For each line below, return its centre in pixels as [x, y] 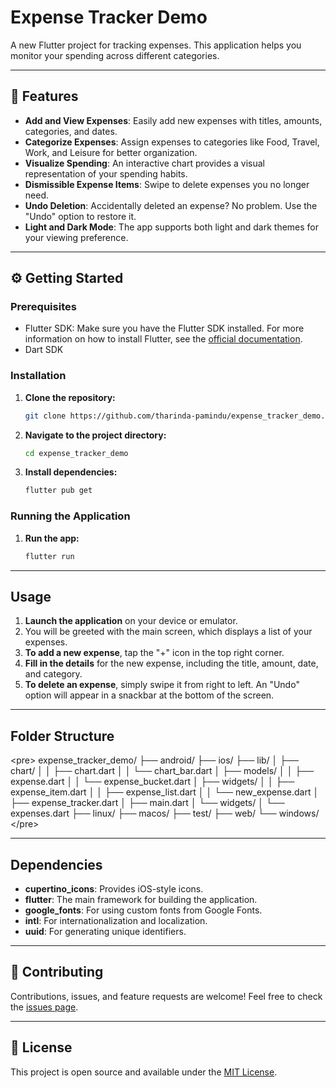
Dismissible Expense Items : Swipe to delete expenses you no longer [167, 184]
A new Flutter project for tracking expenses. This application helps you [156, 45]
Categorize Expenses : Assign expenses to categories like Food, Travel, [172, 142]
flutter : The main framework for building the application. [141, 899]
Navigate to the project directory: [95, 435]
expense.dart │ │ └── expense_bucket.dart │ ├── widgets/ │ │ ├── [152, 782]
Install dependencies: [71, 472]
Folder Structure [62, 736]
